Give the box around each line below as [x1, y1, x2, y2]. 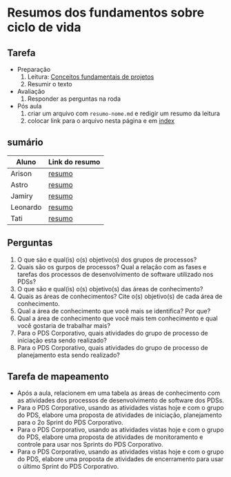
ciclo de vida [7, 19, 81, 35]
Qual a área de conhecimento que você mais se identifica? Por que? [17, 306, 211, 315]
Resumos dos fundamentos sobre [7, 5, 205, 21]
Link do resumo [48, 157, 101, 166]
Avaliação [17, 88, 46, 95]
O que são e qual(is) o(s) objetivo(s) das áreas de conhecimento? [17, 284, 203, 293]
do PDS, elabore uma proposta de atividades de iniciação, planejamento [17, 411, 223, 419]
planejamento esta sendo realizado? [17, 351, 121, 359]
